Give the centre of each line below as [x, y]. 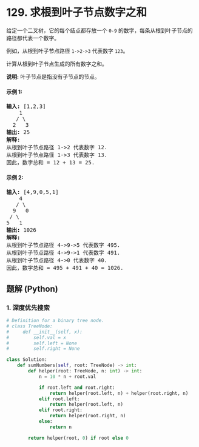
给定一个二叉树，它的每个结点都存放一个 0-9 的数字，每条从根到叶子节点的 [99, 30]
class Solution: [27, 360]
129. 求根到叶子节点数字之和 [77, 12]
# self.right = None [43, 349]
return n [60, 427]
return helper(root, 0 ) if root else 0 [79, 438]
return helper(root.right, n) [88, 416]
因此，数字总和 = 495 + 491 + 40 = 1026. [65, 268]
